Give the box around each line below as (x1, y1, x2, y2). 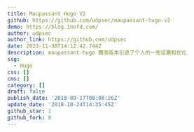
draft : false (7, 88, 46, 95)
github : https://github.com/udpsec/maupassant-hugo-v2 (7, 17, 171, 24)
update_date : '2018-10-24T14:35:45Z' (7, 101, 118, 108)
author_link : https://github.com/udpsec (7, 36, 127, 43)
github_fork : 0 (7, 114, 52, 121)
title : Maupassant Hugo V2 (7, 10, 86, 17)
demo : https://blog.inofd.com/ (7, 23, 99, 30)
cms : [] (7, 75, 30, 82)
